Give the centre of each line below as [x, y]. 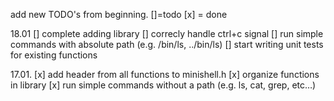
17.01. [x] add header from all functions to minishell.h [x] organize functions [165, 74]
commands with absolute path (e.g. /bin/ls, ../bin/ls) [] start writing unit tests [167, 44]
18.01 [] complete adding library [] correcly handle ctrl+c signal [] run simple [167, 33]
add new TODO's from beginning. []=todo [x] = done [119, 14]
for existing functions [54, 55]
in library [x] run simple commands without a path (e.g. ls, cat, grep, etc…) [163, 85]
